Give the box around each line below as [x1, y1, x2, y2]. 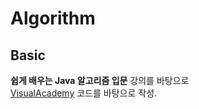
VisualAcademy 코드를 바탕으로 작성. [10, 87, 158, 99]
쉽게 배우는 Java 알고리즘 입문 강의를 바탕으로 [10, 75, 190, 86]
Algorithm [10, 7, 96, 30]
